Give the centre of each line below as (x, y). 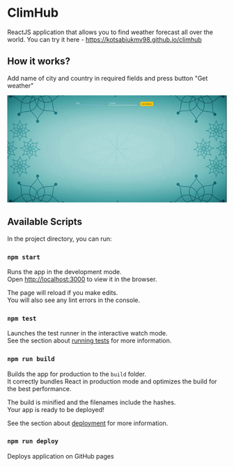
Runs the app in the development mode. (64, 271)
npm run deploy (33, 441)
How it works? (39, 62)
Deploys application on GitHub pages (61, 456)
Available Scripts (45, 222)
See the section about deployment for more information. (88, 423)
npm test (22, 318)
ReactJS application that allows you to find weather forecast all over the (110, 32)
